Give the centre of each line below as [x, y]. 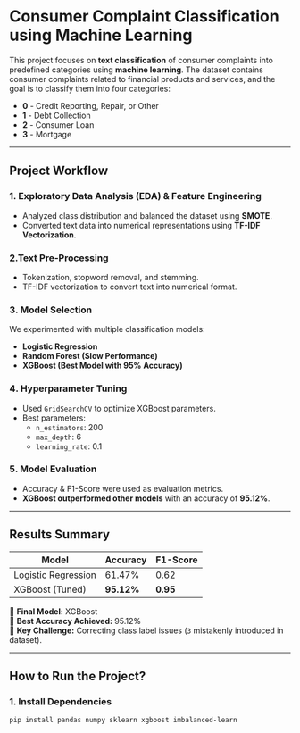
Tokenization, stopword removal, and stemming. [110, 277]
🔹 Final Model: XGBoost [54, 611]
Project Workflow [59, 171]
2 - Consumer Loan [58, 125]
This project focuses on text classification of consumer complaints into [142, 60]
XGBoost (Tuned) [50, 589]
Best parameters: [54, 418]
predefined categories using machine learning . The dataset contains [136, 70]
